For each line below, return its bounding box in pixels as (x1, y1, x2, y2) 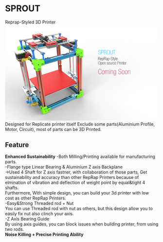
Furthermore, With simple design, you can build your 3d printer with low (5, 190, 149, 196)
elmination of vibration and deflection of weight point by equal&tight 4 (5, 179, 145, 186)
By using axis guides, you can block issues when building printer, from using (5, 221, 159, 227)
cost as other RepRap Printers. (5, 195, 67, 201)
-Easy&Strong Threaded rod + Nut (5, 200, 74, 206)
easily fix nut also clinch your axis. (5, 211, 74, 217)
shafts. (5, 185, 19, 191)
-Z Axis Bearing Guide (5, 216, 50, 222)
